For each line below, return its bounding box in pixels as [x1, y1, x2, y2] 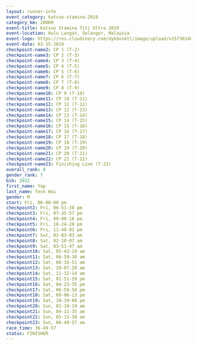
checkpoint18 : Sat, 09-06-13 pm [6, 292, 85, 298]
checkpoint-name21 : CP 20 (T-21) [6, 150, 88, 156]
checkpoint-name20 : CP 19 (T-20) [6, 145, 88, 151]
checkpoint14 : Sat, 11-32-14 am [6, 270, 85, 276]
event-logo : [6, 36, 35, 42]
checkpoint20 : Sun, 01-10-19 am [6, 303, 85, 309]
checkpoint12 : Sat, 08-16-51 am [6, 259, 85, 266]
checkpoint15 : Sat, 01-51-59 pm [6, 276, 85, 282]
